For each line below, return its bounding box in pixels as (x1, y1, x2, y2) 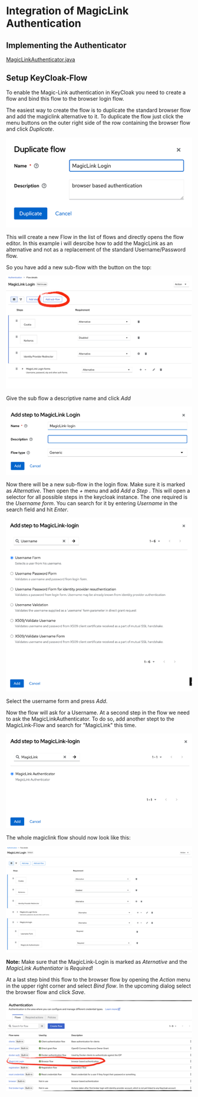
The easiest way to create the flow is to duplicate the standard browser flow (6, 107, 191, 114)
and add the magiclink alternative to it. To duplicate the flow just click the (6, 112, 184, 120)
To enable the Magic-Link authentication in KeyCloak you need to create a (6, 89, 186, 96)
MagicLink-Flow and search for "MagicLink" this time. (6, 721, 137, 728)
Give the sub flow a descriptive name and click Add (6, 395, 131, 402)
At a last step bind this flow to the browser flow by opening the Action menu (6, 976, 190, 983)
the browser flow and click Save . (6, 988, 86, 995)
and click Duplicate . (6, 125, 54, 133)
